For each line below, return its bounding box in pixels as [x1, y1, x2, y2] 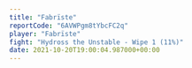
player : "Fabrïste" [9, 29, 81, 38]
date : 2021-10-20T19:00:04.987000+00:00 [9, 46, 161, 55]
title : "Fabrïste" [9, 12, 77, 22]
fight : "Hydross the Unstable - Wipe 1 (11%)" [9, 37, 184, 47]
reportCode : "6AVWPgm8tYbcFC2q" [9, 21, 128, 30]
